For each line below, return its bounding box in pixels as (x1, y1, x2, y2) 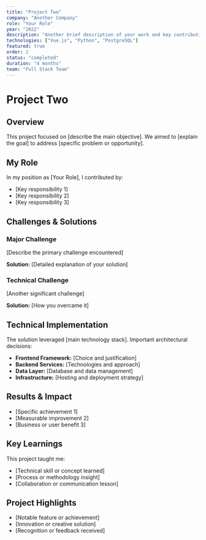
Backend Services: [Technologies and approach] (15, 360, 140, 368)
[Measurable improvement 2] (15, 414, 89, 422)
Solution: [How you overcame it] (6, 302, 89, 309)
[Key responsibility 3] (15, 199, 69, 206)
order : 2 (6, 49, 29, 55)
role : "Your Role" (6, 20, 53, 26)
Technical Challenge (6, 276, 69, 284)
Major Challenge (6, 234, 57, 243)
